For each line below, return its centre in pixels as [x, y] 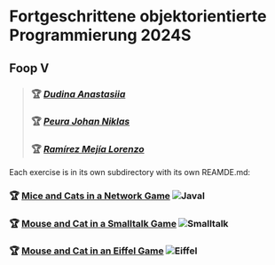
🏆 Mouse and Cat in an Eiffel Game [86, 251]
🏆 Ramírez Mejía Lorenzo [87, 149]
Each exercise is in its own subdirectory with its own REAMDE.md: [130, 172]
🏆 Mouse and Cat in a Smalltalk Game [93, 223]
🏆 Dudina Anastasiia [78, 93]
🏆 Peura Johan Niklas [80, 122]
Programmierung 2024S [100, 35]
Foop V [29, 68]
